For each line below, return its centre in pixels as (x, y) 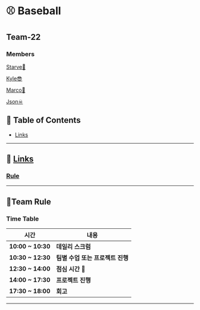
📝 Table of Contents (43, 120)
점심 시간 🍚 (71, 269)
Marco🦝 (16, 90)
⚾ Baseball (34, 11)
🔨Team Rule (29, 202)
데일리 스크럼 (74, 247)
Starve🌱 (16, 67)
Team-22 (24, 37)
